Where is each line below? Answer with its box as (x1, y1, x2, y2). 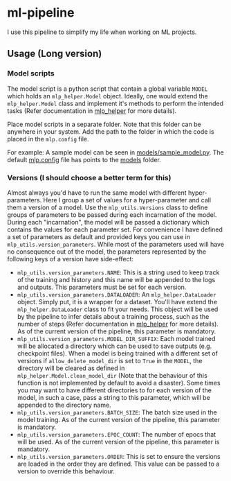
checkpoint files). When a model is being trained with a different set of (17, 349, 218, 358)
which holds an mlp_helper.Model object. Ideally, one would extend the (7, 91, 209, 100)
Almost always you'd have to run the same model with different (7, 189, 187, 197)
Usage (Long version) (7, 48, 102, 60)
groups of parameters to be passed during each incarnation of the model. (7, 210, 217, 219)
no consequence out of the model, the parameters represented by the (7, 247, 206, 256)
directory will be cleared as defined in (17, 364, 125, 372)
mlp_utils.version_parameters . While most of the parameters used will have (7, 240, 225, 248)
